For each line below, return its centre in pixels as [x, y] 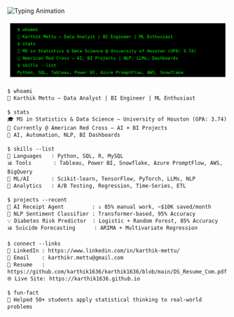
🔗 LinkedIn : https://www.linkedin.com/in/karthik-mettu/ [94, 251]
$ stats [19, 112]
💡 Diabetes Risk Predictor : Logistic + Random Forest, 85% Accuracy [113, 221]
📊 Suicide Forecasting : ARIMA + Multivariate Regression [103, 228]
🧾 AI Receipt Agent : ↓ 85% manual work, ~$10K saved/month [109, 207]
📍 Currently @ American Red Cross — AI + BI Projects [88, 128]
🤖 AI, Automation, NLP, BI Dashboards [64, 135]
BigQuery [20, 172]
